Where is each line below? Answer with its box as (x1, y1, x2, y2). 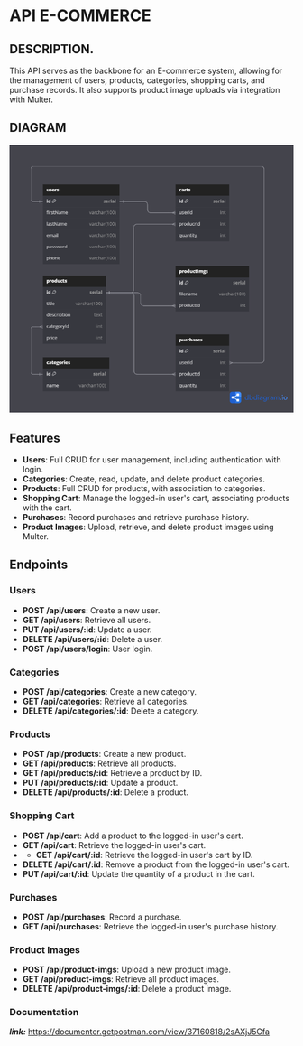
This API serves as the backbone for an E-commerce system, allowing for (9, 65, 283, 76)
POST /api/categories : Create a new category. (22, 686, 197, 696)
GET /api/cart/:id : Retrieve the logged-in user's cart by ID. (35, 849, 253, 860)
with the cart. (22, 502, 72, 513)
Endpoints (9, 557, 69, 573)
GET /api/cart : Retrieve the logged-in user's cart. (22, 839, 206, 850)
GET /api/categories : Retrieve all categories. (22, 696, 189, 706)
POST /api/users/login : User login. (22, 643, 153, 654)
